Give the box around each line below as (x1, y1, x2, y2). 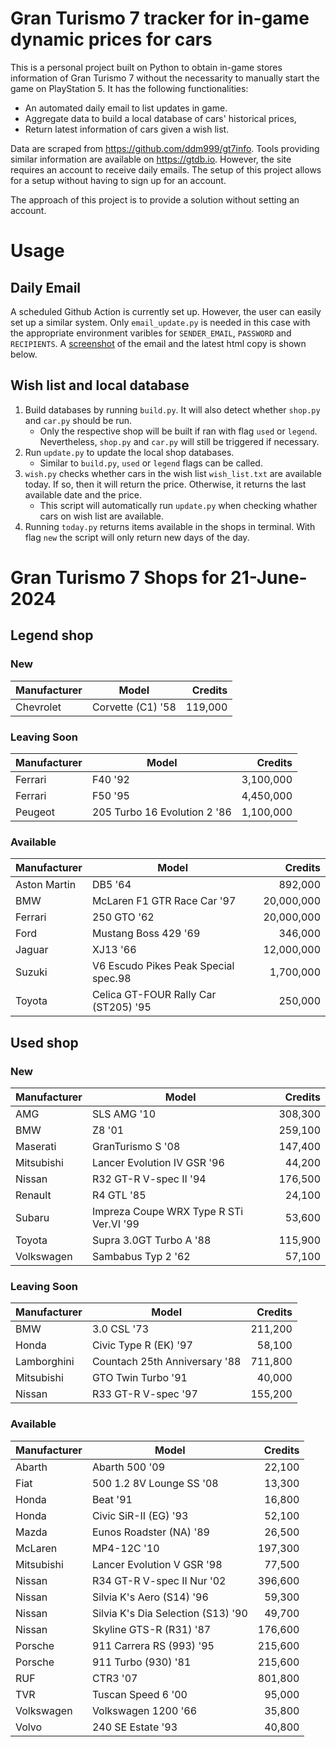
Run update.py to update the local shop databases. (24, 446, 235, 458)
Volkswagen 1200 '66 (91, 1703, 198, 1717)
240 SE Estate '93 (91, 1720, 178, 1734)
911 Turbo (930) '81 (91, 1655, 192, 1669)
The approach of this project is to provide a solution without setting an (10, 193, 300, 206)
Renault (15, 1188, 52, 1202)
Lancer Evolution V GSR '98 (91, 1557, 223, 1571)
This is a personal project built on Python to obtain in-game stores (10, 61, 283, 73)
